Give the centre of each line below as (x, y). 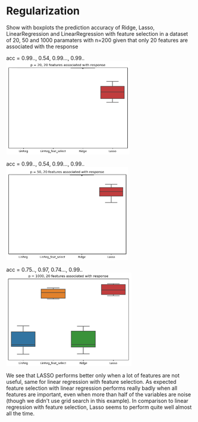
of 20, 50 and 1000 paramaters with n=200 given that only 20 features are (97, 40)
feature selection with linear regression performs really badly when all (92, 388)
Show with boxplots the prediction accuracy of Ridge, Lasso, (81, 27)
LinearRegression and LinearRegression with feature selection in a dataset (97, 33)
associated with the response (42, 46)
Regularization (43, 11)
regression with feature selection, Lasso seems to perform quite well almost (99, 407)
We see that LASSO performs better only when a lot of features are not (93, 375)
